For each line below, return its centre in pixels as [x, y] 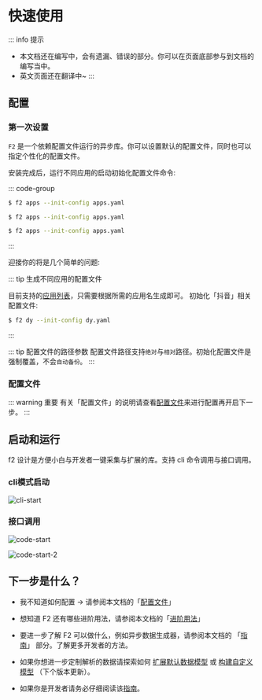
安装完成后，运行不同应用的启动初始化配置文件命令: [92, 172]
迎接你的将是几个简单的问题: [54, 262]
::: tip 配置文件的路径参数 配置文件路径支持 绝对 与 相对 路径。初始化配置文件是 [130, 352]
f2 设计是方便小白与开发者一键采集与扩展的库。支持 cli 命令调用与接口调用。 [132, 460]
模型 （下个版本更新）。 [57, 671]
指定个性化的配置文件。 [46, 156]
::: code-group [31, 188]
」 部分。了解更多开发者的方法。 [79, 645]
